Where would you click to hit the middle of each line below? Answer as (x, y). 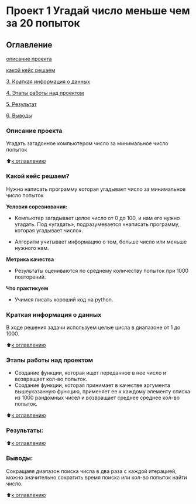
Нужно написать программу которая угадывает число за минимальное (96, 189)
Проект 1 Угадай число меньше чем (98, 11)
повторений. (30, 277)
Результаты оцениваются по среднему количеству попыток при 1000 (102, 270)
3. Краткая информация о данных (48, 81)
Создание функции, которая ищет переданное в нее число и (90, 373)
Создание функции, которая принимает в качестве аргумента (92, 385)
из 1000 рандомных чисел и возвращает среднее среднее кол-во (97, 398)
